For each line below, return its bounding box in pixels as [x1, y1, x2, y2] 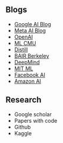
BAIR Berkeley [14, 52, 49, 59]
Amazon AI [14, 77, 42, 85]
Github [14, 123, 31, 130]
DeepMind [14, 58, 40, 66]
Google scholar [14, 110, 52, 118]
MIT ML [14, 65, 33, 72]
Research [5, 95, 42, 105]
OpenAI [14, 33, 33, 41]
